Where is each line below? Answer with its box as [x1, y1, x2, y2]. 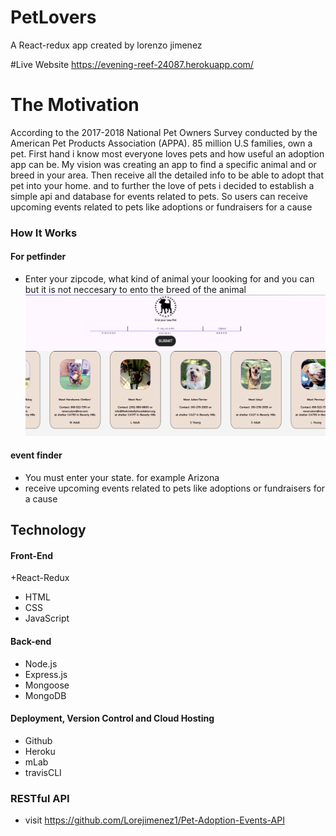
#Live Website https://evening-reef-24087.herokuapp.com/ [10, 58, 254, 70]
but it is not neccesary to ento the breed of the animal [24, 284, 247, 295]
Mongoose [24, 679, 70, 691]
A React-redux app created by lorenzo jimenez [10, 39, 203, 51]
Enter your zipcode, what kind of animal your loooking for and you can [24, 273, 315, 285]
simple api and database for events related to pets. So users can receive [10, 190, 308, 202]
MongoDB [24, 689, 67, 701]
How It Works [10, 226, 78, 240]
